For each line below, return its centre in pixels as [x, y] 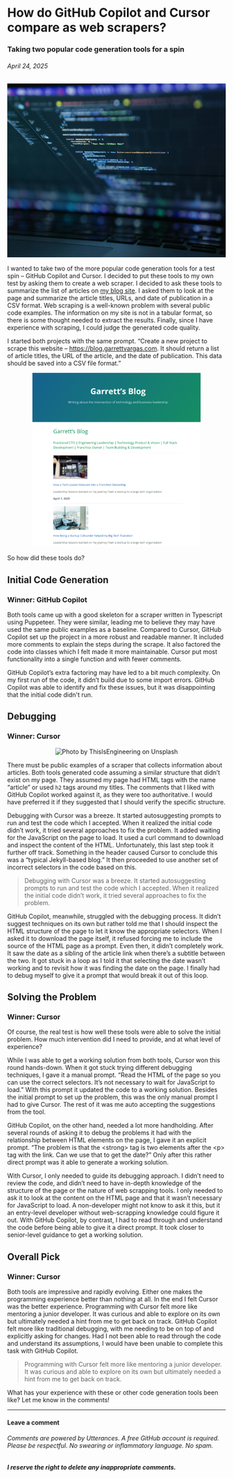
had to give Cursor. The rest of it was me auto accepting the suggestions [111, 1105]
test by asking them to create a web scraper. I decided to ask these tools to [114, 284]
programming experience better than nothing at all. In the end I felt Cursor [113, 1299]
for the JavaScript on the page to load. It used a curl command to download [115, 837]
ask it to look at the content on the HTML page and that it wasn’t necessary [114, 1198]
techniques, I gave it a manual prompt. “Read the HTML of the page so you [114, 1075]
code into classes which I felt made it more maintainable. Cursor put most [112, 652]
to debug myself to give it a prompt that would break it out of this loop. [108, 975]
